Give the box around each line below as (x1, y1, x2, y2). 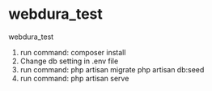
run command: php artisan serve (19, 73, 129, 83)
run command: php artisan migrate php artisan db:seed (19, 64, 205, 74)
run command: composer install (19, 47, 126, 57)
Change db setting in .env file (19, 56, 119, 66)
